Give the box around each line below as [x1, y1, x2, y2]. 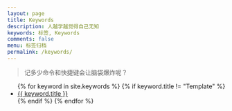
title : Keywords [7, 17, 54, 23]
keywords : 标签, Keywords [7, 29, 80, 37]
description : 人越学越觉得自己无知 [7, 23, 99, 30]
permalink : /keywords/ [7, 49, 73, 56]
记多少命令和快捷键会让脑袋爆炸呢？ [24, 68, 128, 77]
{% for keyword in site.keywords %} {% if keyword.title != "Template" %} [17, 82, 226, 90]
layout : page [7, 10, 45, 17]
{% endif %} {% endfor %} [17, 97, 94, 105]
